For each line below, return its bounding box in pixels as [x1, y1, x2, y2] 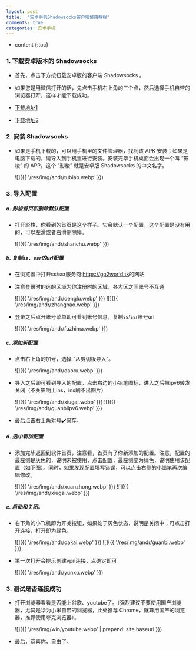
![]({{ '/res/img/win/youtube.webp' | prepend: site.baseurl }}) [14, 625, 162, 632]
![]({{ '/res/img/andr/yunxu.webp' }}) [14, 569, 104, 576]
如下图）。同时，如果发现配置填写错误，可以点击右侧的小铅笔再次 [25, 464, 182, 471]
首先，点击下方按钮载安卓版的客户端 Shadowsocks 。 [14, 71, 145, 78]
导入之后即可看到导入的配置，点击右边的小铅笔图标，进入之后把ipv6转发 [14, 379, 191, 386]
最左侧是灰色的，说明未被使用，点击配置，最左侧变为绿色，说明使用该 [14, 456, 185, 463]
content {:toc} [14, 41, 49, 48]
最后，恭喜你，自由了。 [14, 638, 72, 645]
